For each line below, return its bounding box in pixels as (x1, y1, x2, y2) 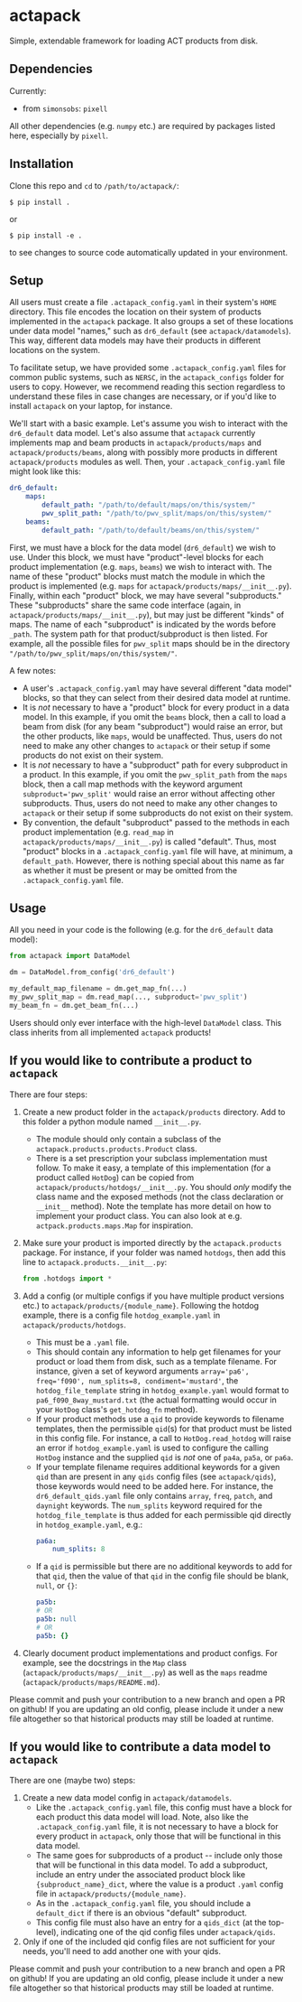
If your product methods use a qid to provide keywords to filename (35, 1413, 285, 1424)
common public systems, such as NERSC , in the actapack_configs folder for (9, 372, 285, 383)
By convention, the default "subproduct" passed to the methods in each (22, 816, 290, 827)
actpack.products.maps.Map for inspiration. (35, 1220, 194, 1231)
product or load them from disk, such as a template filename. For (35, 1355, 278, 1366)
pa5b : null (35, 1615, 78, 1624)
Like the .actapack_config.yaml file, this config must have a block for (35, 1802, 293, 1813)
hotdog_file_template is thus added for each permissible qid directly (35, 1509, 291, 1520)
